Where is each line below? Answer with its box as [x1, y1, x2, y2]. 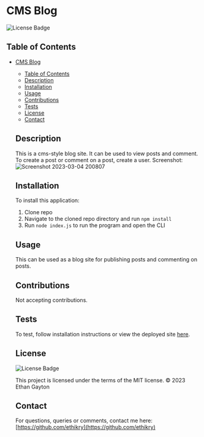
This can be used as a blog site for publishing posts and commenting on [15, 256, 198, 263]
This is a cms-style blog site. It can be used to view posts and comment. [15, 150, 198, 157]
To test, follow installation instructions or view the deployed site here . [15, 330, 191, 338]
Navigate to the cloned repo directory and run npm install [24, 215, 172, 223]
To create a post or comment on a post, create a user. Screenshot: [15, 156, 183, 163]
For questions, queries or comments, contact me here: [15, 417, 153, 424]
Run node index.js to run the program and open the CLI [24, 222, 165, 229]
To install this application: [15, 197, 80, 204]
